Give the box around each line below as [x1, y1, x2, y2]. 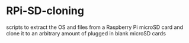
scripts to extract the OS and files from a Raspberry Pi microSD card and [6, 24, 184, 31]
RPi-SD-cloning [6, 4, 85, 18]
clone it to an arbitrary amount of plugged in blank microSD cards [6, 29, 166, 37]
